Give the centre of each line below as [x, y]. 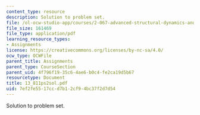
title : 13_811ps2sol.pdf [37, 84]
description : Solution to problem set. [56, 17]
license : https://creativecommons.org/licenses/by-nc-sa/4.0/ [85, 50]
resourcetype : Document [36, 78]
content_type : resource [36, 12]
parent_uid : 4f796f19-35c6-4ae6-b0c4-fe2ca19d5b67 [70, 72]
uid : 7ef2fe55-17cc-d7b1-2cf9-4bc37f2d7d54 [61, 89]
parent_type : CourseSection [41, 67]
